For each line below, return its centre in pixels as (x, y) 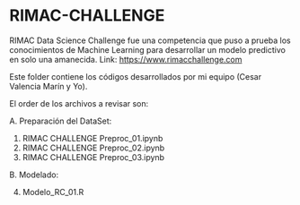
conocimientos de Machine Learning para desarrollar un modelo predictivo (147, 49)
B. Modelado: (34, 175)
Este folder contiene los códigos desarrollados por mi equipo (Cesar (136, 76)
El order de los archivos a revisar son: (79, 103)
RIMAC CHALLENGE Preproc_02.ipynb (93, 148)
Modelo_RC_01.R (53, 192)
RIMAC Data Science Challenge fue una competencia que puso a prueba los (150, 40)
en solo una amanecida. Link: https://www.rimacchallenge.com (126, 59)
